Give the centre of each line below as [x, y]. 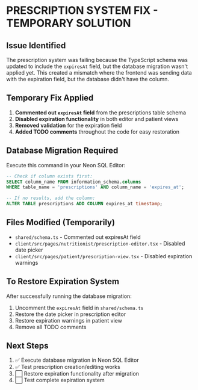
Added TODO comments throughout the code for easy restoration [97, 132]
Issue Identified [36, 45]
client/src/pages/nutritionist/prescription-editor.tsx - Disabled [100, 243]
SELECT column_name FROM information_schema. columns [74, 182]
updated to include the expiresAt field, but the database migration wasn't [97, 66]
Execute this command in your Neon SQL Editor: [66, 165]
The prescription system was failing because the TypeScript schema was [97, 60]
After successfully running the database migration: [69, 296]
